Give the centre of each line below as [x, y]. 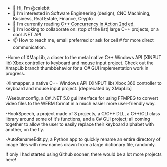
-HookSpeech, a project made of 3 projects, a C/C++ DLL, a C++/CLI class [83, 113]
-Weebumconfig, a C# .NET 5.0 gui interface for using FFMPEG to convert [82, 98]
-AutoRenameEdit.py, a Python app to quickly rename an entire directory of [83, 139]
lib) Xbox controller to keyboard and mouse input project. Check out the [80, 63]
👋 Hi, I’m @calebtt [31, 8]
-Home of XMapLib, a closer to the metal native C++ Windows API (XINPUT [83, 57]
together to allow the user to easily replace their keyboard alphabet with [80, 124]
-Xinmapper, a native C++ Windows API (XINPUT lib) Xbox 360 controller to [83, 83]
